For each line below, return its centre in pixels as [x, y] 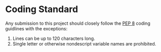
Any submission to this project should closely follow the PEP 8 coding [78, 23]
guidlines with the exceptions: [36, 28]
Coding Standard [42, 9]
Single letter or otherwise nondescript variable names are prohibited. [84, 43]
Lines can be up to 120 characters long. [54, 38]
